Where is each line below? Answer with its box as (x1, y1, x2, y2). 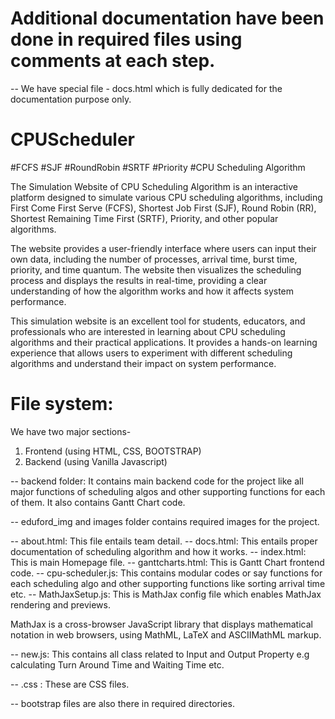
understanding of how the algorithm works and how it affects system (10, 285, 295, 297)
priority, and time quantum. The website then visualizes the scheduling (10, 263, 302, 276)
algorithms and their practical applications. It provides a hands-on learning (10, 336, 318, 348)
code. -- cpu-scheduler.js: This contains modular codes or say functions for (10, 567, 323, 579)
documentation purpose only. (10, 93, 132, 105)
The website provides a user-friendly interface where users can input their (10, 242, 317, 254)
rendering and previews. (10, 598, 111, 611)
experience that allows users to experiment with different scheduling (10, 347, 293, 359)
